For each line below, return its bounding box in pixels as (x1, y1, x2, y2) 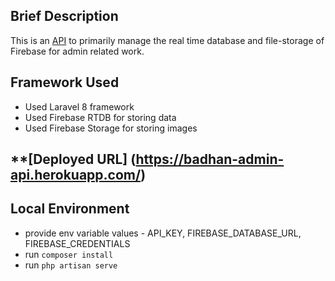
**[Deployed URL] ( (10, 151, 137, 168)
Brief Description (10, 8, 119, 25)
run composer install (24, 248, 114, 260)
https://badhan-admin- (135, 151, 285, 168)
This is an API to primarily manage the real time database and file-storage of (10, 34, 325, 46)
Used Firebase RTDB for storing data (24, 111, 177, 123)
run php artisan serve (24, 259, 118, 271)
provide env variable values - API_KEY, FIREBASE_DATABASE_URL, (24, 227, 302, 239)
